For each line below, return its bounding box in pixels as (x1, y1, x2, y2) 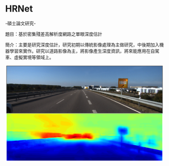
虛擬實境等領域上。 (14, 54, 54, 60)
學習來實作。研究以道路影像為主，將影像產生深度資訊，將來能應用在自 (9, 48, 155, 54)
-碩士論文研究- (5, 20, 36, 26)
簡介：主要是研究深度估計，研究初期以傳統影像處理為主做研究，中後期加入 (5, 41, 159, 48)
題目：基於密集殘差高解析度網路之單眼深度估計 (5, 31, 102, 37)
